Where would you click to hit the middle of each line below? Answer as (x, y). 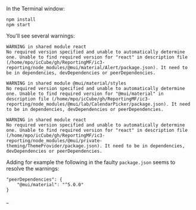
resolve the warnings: (33, 169)
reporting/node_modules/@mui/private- (54, 141)
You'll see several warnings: (41, 36)
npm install (21, 20)
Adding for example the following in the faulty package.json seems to (91, 162)
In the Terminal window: (35, 9)
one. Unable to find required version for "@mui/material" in (85, 94)
